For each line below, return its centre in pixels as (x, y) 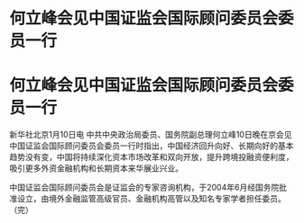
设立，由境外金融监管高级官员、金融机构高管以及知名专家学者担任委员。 (151, 199)
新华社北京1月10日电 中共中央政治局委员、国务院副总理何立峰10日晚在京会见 (151, 135)
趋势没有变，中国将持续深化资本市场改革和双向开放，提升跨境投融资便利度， (152, 157)
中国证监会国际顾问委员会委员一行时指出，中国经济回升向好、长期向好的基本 (152, 146)
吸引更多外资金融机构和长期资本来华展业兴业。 (96, 168)
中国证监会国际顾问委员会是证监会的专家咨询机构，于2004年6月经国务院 (144, 187)
